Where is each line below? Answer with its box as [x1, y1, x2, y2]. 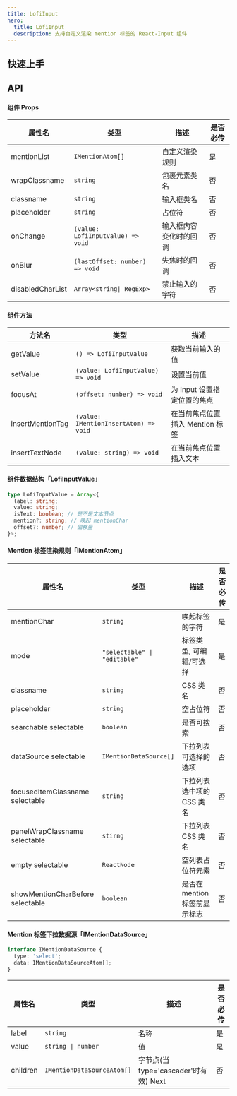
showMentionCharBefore [11, 889, 95, 899]
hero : [7, 17, 23, 24]
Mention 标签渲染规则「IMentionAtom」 [7, 547, 126, 555]
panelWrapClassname [11, 826, 84, 836]
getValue [11, 349, 41, 359]
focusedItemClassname [11, 787, 90, 797]
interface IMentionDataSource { [7, 946, 102, 953]
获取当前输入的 [171, 344, 221, 354]
